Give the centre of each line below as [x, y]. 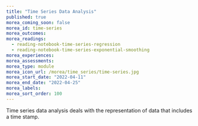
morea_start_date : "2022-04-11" [46, 77]
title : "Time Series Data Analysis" [51, 11]
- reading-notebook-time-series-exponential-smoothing [81, 50]
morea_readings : [26, 39]
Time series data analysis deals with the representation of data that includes [99, 110]
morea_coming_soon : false [38, 22]
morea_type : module [30, 66]
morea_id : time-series [34, 28]
